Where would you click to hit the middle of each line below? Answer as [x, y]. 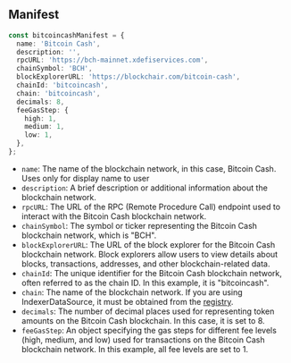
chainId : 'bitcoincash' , [62, 85]
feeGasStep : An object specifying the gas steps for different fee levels [149, 330]
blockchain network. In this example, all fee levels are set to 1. [135, 349]
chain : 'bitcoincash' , [58, 93]
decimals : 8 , [41, 102]
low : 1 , [38, 135]
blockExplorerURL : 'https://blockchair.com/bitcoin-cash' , [129, 77]
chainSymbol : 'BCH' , [54, 69]
